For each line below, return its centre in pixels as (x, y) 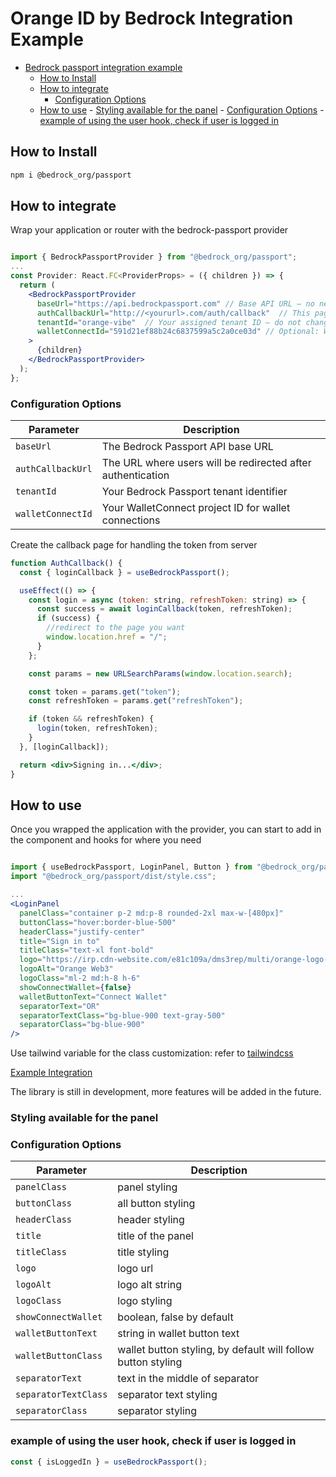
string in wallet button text (178, 1334)
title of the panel (155, 1236)
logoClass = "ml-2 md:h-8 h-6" (80, 978)
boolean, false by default (175, 1317)
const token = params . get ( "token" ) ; (105, 692)
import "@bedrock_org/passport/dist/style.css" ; (113, 877)
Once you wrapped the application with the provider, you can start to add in (166, 829)
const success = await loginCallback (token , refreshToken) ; (164, 609)
